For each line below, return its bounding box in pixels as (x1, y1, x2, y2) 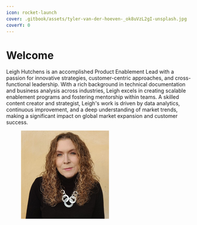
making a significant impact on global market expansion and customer (6, 112, 178, 120)
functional (6, 81, 31, 88)
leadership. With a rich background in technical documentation (31, 81, 186, 88)
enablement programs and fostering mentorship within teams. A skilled (6, 93, 179, 101)
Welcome (6, 48, 54, 62)
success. (6, 119, 28, 126)
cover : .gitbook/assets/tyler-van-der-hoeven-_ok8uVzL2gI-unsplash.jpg (6, 15, 187, 22)
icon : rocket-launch (6, 10, 58, 15)
